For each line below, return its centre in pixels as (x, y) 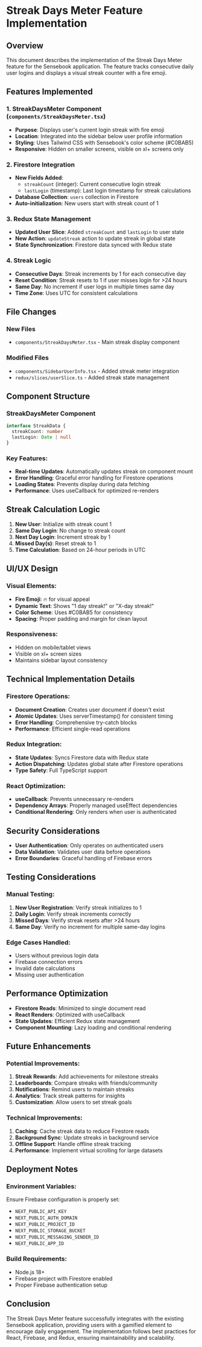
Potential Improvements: (43, 1063)
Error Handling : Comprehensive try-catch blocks (76, 722)
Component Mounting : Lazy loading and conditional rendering (93, 1027)
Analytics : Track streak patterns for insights (70, 1096)
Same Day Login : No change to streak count (70, 530)
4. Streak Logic (29, 261)
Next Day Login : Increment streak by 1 (62, 537)
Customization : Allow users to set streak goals (74, 1102)
